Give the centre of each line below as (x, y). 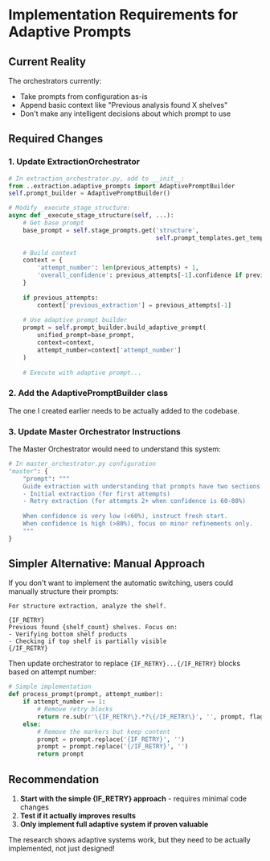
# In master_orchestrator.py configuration (82, 464)
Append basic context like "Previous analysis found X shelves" (124, 105)
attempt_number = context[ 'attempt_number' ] (109, 350)
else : (32, 724)
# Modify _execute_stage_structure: (70, 208)
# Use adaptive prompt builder (75, 320)
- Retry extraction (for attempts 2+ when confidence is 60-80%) (135, 501)
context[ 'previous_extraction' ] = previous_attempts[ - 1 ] (134, 305)
